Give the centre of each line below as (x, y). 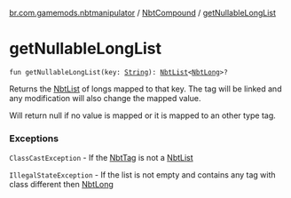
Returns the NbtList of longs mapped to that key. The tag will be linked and (145, 89)
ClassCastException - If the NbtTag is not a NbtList (101, 158)
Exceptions (34, 139)
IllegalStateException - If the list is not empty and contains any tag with (143, 175)
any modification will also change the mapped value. (105, 98)
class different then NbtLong (61, 185)
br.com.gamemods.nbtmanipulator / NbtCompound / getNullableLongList (143, 13)
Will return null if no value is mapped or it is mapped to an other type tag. (143, 115)
